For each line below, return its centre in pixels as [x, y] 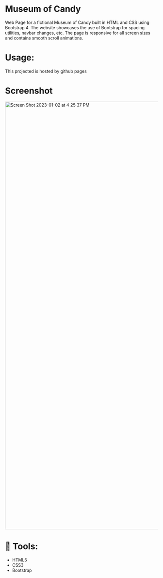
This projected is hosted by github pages [46, 71]
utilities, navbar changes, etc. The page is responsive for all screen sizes [78, 33]
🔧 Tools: [22, 546]
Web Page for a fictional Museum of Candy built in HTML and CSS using [77, 22]
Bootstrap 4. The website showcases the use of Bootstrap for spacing [75, 27]
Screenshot [29, 91]
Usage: [20, 58]
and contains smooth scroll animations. [44, 38]
